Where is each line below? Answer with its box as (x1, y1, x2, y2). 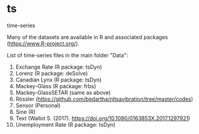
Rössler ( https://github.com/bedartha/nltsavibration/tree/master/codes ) (15, 95, 194, 103)
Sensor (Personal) (15, 101, 61, 109)
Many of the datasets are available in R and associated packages (7, 33, 168, 40)
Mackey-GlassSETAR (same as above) (15, 89, 111, 96)
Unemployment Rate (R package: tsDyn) (15, 121, 116, 128)
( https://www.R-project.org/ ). (7, 40, 80, 47)
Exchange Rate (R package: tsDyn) (15, 63, 103, 71)
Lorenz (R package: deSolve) (15, 69, 88, 77)
